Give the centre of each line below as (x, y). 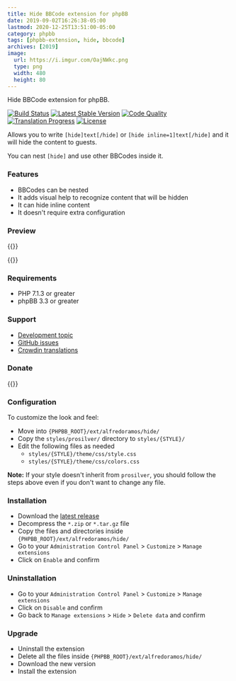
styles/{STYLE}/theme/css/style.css (82, 454)
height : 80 (30, 80)
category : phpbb (31, 34)
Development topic (45, 335)
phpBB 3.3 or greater (48, 301)
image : (17, 54)
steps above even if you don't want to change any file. (86, 483)
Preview (22, 231)
